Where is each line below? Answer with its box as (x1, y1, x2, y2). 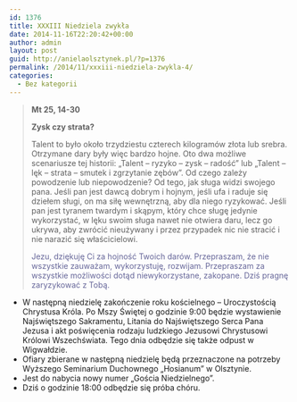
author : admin (9, 38, 62, 47)
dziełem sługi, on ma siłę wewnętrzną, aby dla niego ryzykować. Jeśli (30, 196, 287, 206)
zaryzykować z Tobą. (30, 279, 110, 290)
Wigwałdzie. (21, 344, 69, 355)
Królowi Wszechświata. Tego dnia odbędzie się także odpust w (21, 334, 254, 345)
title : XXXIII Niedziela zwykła (9, 21, 129, 30)
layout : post (9, 46, 58, 55)
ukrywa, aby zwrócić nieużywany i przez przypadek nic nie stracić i (30, 224, 281, 235)
